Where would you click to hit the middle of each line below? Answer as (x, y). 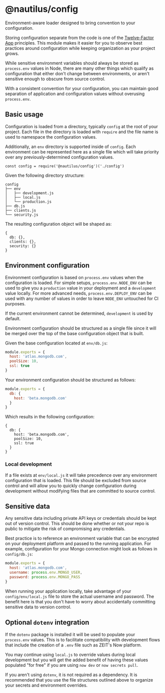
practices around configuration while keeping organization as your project (80, 48)
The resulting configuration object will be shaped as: (58, 224)
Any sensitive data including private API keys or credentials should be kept (81, 518)
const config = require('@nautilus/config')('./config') (65, 166)
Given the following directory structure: (45, 175)
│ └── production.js (28, 201)
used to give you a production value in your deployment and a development (81, 288)
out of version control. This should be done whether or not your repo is (77, 524)
